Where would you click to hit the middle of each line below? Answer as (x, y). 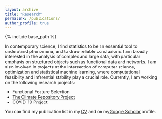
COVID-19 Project (30, 102)
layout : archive (21, 9)
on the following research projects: (40, 83)
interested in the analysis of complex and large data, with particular (73, 57)
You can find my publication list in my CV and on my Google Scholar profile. (81, 112)
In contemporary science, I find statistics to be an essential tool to (71, 46)
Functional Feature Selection (41, 92)
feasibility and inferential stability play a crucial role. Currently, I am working (81, 77)
